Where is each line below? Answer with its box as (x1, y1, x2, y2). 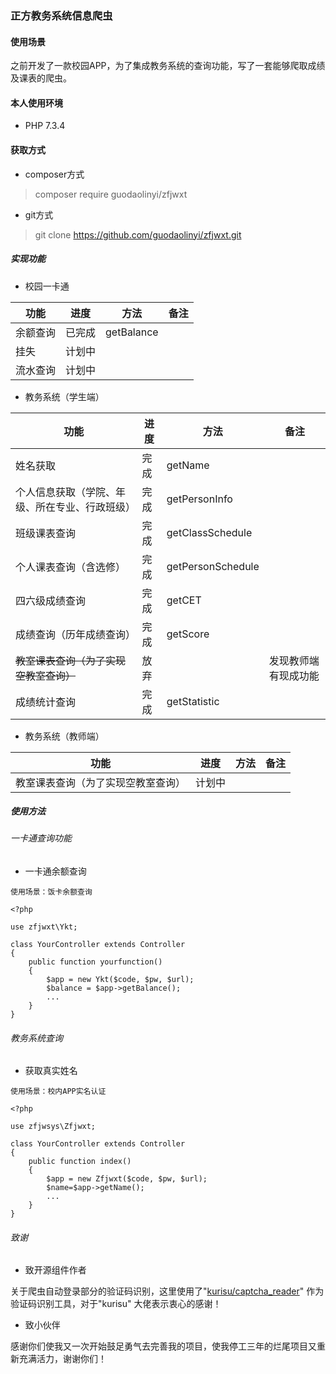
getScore (166, 627, 210, 641)
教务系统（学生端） (24, 390, 105, 402)
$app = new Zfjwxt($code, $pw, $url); (46, 1174, 208, 1184)
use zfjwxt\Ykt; (10, 922, 78, 932)
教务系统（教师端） (24, 730, 105, 742)
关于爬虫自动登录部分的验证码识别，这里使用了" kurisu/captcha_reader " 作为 (10, 1285, 325, 1297)
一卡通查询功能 (10, 832, 72, 844)
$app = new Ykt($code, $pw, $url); (46, 975, 195, 985)
